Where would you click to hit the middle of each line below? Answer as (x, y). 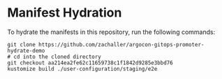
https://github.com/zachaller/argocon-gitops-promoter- (121, 44)
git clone (22, 44)
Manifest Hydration (65, 13)
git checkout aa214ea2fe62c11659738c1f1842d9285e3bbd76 (90, 63)
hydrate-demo (26, 51)
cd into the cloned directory (57, 57)
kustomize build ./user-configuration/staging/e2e (82, 69)
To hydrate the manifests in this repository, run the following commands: (111, 32)
